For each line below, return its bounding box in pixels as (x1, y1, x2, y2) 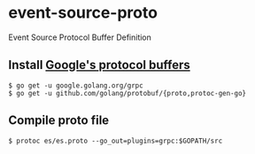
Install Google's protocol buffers (8, 58, 191, 73)
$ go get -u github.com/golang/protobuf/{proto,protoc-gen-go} (8, 89, 247, 97)
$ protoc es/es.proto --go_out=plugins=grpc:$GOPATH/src (8, 136, 223, 145)
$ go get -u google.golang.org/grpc (8, 81, 143, 90)
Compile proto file (8, 113, 110, 128)
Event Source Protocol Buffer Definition (8, 32, 152, 42)
